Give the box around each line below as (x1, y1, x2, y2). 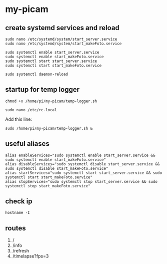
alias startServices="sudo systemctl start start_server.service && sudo (5, 170, 162, 175)
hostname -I (5, 210, 30, 215)
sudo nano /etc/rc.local (5, 107, 57, 112)
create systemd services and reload (5, 24, 120, 32)
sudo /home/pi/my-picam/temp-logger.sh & (5, 126, 93, 131)
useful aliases (5, 139, 50, 148)
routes (5, 224, 26, 232)
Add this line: (5, 116, 32, 122)
